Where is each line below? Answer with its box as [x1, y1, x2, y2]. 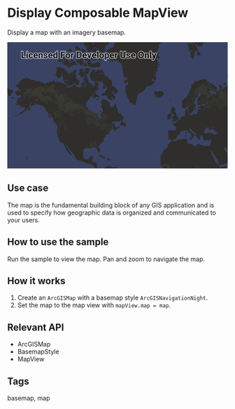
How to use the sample [7, 236, 109, 248]
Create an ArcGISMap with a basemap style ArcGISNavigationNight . [17, 293, 208, 302]
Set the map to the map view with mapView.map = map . [17, 301, 171, 309]
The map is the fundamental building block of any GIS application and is [7, 201, 215, 209]
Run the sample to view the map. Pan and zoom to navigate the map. [7, 255, 205, 263]
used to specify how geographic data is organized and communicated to [7, 208, 217, 217]
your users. [7, 215, 40, 224]
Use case [7, 182, 49, 194]
